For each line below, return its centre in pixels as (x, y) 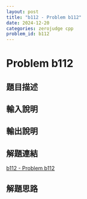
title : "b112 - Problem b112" (44, 17)
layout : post (22, 12)
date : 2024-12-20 (28, 23)
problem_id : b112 (28, 34)
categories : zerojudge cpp (40, 28)
